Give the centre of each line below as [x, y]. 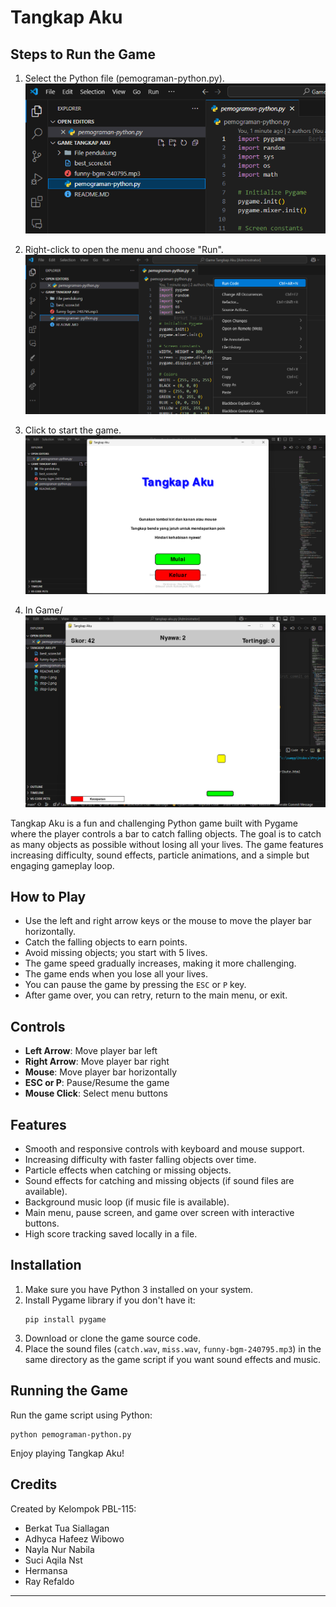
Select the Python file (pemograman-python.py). [124, 78]
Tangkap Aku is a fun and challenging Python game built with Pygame [154, 823]
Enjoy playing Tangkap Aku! [67, 1453]
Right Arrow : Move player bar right [97, 1062]
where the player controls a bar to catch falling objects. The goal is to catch [166, 833]
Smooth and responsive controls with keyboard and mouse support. [164, 1149]
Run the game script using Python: [81, 1415]
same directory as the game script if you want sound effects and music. [173, 1359]
